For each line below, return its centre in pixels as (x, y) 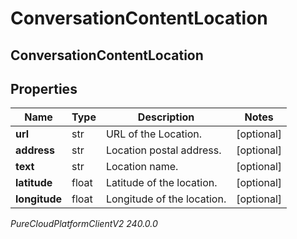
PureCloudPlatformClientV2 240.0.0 (84, 224)
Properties (44, 88)
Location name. (142, 167)
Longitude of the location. (166, 199)
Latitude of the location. (161, 183)
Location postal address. (163, 150)
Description (166, 117)
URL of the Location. (153, 134)
